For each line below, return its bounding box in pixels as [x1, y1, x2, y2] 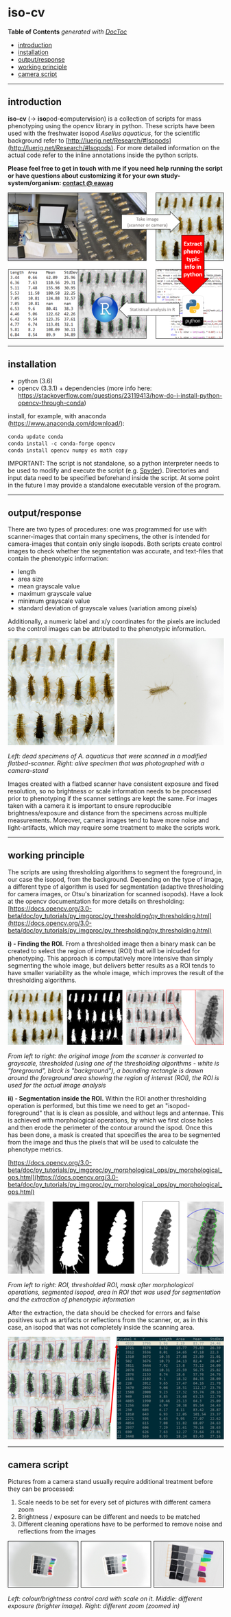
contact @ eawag [62, 178, 114, 187]
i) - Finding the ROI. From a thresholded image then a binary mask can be [8, 939, 217, 948]
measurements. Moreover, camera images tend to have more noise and [8, 816, 210, 824]
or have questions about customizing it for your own [8, 171, 160, 180]
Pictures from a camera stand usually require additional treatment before [8, 1477, 213, 1485]
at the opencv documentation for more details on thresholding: [8, 897, 184, 905]
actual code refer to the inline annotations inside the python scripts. [8, 151, 199, 159]
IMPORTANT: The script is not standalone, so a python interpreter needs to [8, 459, 219, 467]
